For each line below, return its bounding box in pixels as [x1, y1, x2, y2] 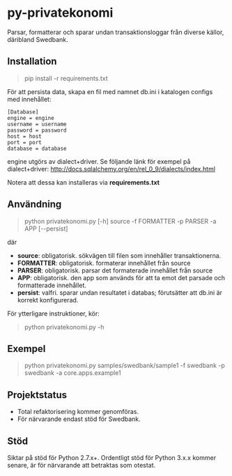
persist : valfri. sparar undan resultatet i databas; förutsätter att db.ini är [17, 288, 223, 297]
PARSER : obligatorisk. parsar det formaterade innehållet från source [17, 266, 213, 275]
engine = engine [7, 114, 54, 121]
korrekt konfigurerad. [17, 295, 79, 304]
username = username [7, 121, 68, 128]
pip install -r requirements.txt [24, 74, 108, 82]
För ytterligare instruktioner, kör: [7, 309, 100, 318]
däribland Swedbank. [7, 35, 68, 43]
